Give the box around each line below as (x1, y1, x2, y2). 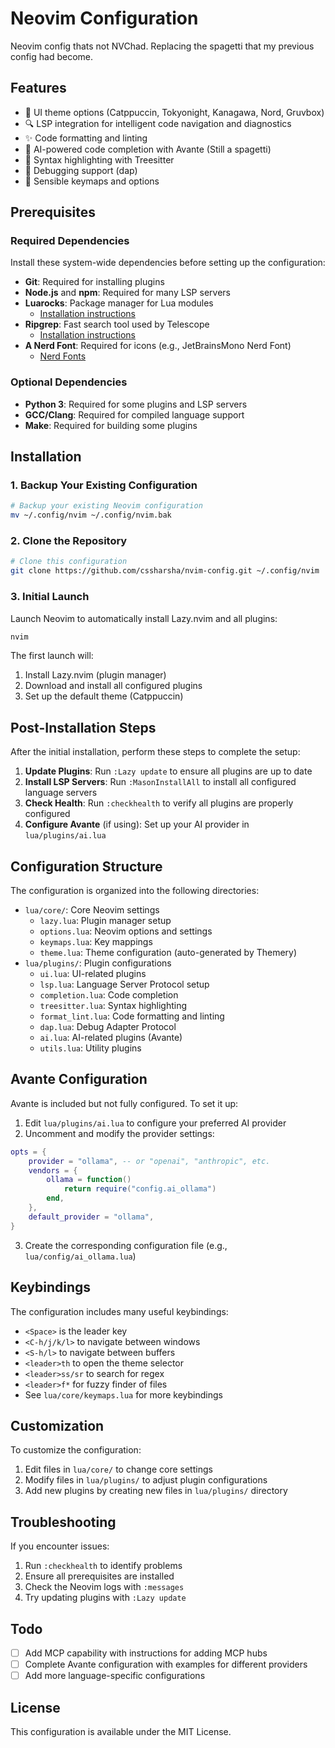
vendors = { (28, 1165, 78, 1176)
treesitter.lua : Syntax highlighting (39, 1000, 188, 1012)
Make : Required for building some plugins (24, 419, 198, 431)
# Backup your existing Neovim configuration (10, 501, 203, 511)
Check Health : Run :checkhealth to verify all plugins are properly (24, 797, 294, 809)
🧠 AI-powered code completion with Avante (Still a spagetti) (24, 143, 272, 155)
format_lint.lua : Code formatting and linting (39, 1010, 225, 1022)
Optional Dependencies (10, 375, 128, 389)
